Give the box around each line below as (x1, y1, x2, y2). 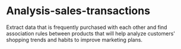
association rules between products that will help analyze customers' (6, 30, 176, 37)
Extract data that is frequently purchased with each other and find (6, 24, 167, 31)
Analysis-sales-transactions (6, 4, 150, 18)
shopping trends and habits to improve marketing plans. (6, 36, 143, 43)
